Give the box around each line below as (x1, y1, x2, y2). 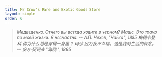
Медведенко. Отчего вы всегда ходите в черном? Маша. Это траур (16, 29, 157, 35)
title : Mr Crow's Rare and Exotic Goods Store (5, 7, 101, 12)
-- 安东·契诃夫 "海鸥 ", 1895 (16, 46, 71, 53)
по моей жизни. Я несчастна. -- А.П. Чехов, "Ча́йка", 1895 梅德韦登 (16, 34, 156, 41)
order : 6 (5, 16, 23, 21)
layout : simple (5, 11, 36, 16)
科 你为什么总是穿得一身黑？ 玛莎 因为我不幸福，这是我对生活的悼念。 (16, 41, 156, 46)
